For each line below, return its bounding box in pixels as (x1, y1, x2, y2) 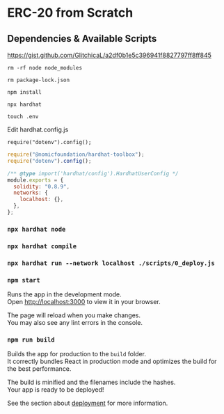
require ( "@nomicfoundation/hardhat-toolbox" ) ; (7, 151, 145, 158)
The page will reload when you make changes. (7, 311, 141, 319)
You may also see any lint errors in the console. (7, 318, 143, 326)
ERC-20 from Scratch (7, 5, 134, 21)
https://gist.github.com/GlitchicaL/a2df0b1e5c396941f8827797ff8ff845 (7, 51, 212, 59)
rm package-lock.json (7, 77, 70, 83)
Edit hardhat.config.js (7, 125, 69, 134)
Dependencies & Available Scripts (7, 33, 157, 45)
